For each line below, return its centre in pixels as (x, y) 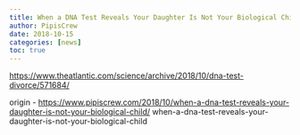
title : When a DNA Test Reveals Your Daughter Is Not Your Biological (143, 17)
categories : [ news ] (46, 42)
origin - (23, 102)
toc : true (28, 51)
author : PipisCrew (43, 26)
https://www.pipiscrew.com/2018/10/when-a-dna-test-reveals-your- (164, 102)
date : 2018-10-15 (42, 34)
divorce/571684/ (39, 85)
